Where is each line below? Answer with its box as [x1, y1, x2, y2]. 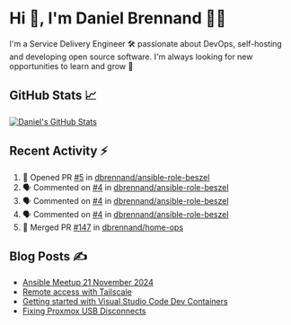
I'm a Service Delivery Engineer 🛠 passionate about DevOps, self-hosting [9, 38, 283, 48]
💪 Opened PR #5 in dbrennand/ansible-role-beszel [22, 171, 210, 182]
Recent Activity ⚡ [9, 144, 109, 159]
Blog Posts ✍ [9, 249, 88, 264]
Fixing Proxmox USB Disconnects [22, 305, 146, 317]
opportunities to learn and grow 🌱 [9, 60, 134, 71]
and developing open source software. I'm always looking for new [9, 51, 253, 62]
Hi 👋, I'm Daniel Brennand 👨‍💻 [9, 8, 227, 29]
